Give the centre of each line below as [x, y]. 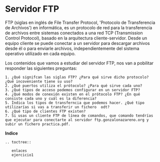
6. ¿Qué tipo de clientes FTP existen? [45, 111]
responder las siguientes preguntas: [41, 68]
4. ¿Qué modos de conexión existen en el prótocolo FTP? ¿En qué [72, 94]
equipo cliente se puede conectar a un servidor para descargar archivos [77, 43]
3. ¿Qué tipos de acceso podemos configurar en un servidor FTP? [72, 90]
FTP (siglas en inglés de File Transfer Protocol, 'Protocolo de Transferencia [80, 22]
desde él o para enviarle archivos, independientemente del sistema [72, 48]
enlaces [19, 151]
